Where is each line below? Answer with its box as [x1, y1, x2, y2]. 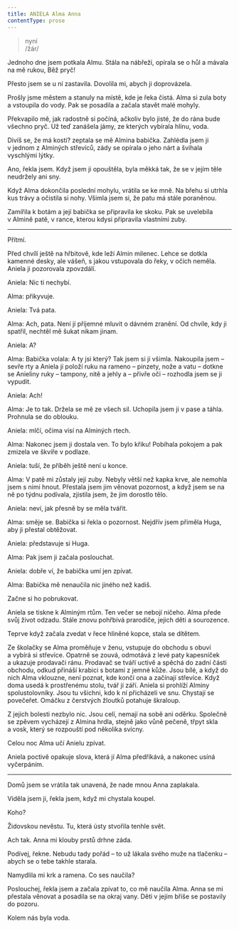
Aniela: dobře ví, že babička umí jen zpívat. [7, 566, 133, 575]
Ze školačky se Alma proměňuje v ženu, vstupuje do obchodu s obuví [7, 643, 211, 652]
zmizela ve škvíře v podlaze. [7, 447, 90, 456]
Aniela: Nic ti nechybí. [7, 278, 71, 287]
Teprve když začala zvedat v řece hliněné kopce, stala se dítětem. [7, 629, 201, 637]
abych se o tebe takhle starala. [7, 856, 97, 865]
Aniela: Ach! [7, 391, 43, 399]
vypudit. [7, 377, 32, 386]
